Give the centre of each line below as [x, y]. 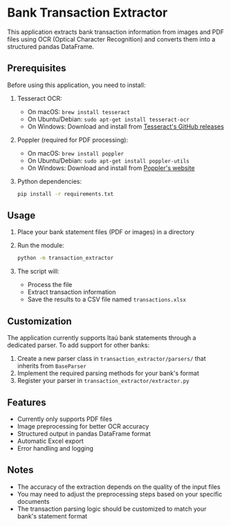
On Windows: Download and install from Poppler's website [111, 168]
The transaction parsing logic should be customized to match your [112, 509]
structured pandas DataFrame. [51, 46]
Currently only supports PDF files [65, 419]
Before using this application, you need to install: [76, 85]
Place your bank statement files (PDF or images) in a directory [106, 232]
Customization [40, 321]
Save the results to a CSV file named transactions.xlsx [107, 299]
